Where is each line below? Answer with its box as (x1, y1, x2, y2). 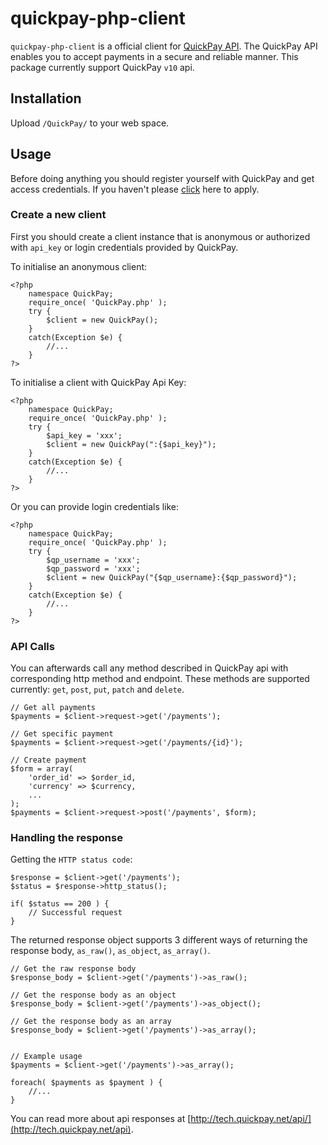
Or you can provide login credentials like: (10, 500, 180, 512)
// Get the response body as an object (10, 990, 177, 1001)
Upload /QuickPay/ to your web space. (10, 117, 170, 129)
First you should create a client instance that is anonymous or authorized (10, 230, 311, 242)
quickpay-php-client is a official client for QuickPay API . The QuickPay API (10, 40, 318, 52)
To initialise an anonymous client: (10, 260, 148, 272)
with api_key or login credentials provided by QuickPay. (10, 241, 239, 253)
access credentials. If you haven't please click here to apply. (10, 183, 260, 195)
